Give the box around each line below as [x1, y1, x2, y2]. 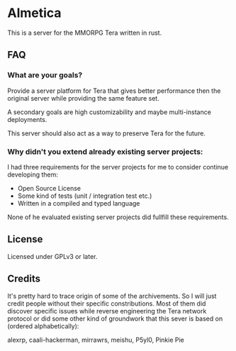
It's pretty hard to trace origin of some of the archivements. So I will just [7, 291, 217, 300]
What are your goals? [7, 70, 83, 80]
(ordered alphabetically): [7, 321, 79, 330]
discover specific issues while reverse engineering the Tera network [7, 306, 207, 315]
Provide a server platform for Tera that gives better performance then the [7, 87, 221, 95]
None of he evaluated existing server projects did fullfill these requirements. [7, 213, 229, 221]
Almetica [7, 5, 62, 21]
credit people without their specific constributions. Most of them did [7, 299, 206, 308]
